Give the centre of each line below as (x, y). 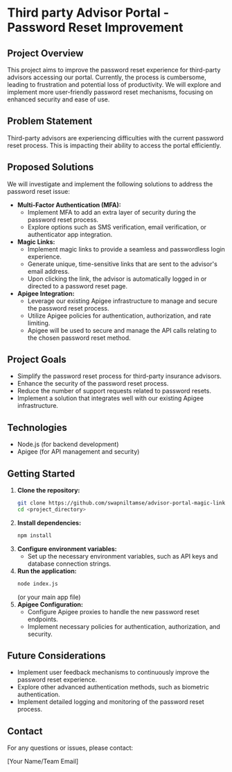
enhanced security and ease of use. (59, 99)
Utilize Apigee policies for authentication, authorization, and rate (119, 315)
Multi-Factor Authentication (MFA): (69, 205)
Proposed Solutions (51, 167)
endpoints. (43, 619)
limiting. (39, 323)
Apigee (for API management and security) (78, 452)
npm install (34, 535)
